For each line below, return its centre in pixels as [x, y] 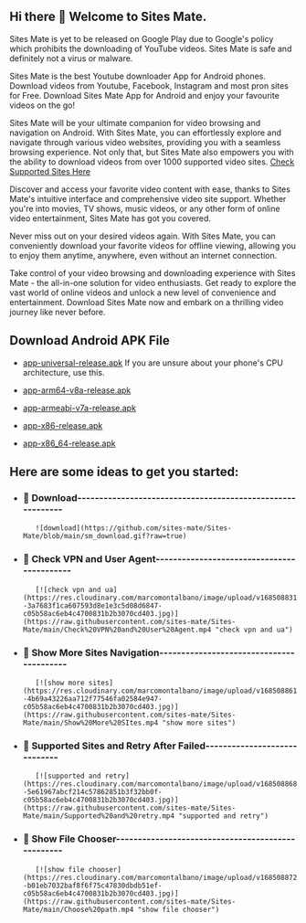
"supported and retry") [223, 816]
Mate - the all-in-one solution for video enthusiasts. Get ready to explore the [153, 282]
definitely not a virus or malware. [71, 58]
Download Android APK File [90, 340]
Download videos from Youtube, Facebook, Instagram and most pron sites [149, 85]
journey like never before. [58, 312]
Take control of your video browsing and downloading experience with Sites [153, 273]
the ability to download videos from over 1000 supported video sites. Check [152, 162]
